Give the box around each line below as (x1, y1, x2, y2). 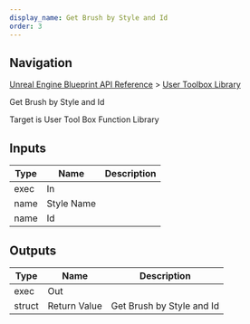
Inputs (9, 140, 47, 156)
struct (14, 300, 39, 312)
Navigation (9, 55, 72, 71)
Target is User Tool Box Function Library (9, 114, 160, 125)
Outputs (9, 243, 57, 258)
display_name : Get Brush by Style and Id (9, 13, 168, 23)
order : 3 (9, 22, 43, 31)
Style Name (46, 197, 97, 210)
